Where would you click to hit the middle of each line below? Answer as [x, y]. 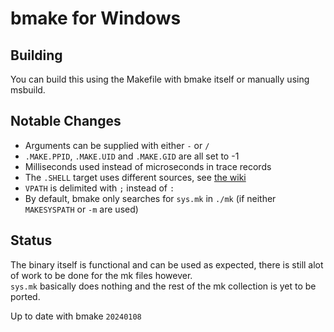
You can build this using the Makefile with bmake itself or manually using [160, 79]
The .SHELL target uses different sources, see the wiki [135, 177]
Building [36, 55]
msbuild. [28, 90]
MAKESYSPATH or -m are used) [81, 209]
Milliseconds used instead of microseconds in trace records [148, 166]
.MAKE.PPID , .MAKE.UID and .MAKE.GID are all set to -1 [132, 156]
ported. [25, 296]
